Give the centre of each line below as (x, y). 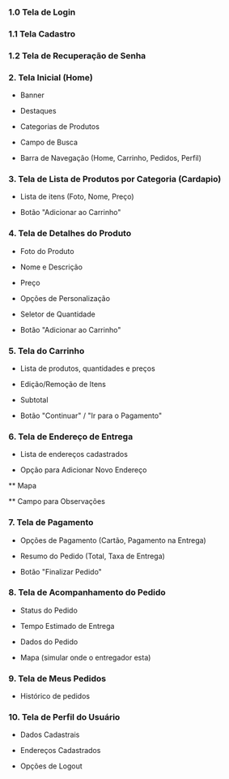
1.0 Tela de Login (42, 12)
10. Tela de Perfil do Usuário (64, 717)
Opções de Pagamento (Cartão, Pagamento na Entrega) (113, 540)
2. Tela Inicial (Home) (51, 77)
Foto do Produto (47, 251)
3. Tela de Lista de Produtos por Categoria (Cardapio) (115, 179)
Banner (32, 95)
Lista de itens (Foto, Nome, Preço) (77, 196)
